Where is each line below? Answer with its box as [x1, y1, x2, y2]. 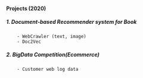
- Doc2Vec [17, 39, 42, 45]
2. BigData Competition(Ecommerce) [6, 51, 100, 58]
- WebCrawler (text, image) [17, 33, 86, 39]
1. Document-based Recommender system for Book [6, 18, 137, 26]
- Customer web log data [17, 66, 79, 72]
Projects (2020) [6, 5, 46, 12]
